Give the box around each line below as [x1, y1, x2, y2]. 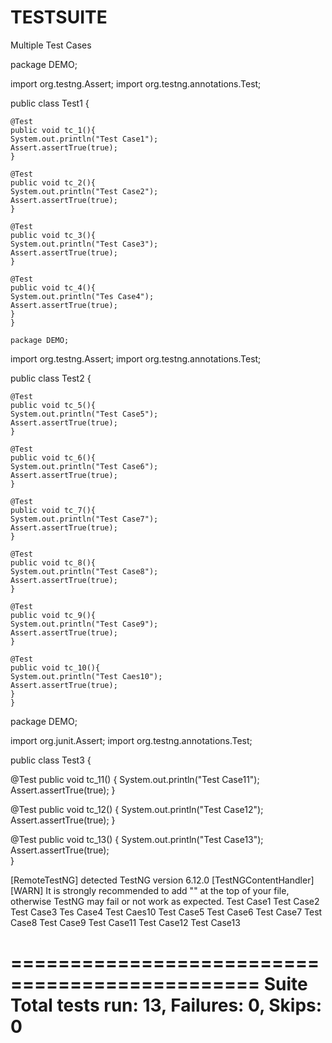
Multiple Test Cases [10, 39, 92, 51]
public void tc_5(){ [10, 400, 97, 410]
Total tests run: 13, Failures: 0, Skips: [10, 994, 323, 1017]
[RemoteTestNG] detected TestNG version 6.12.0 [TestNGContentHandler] [10, 874, 315, 886]
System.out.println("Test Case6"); [10, 461, 159, 471]
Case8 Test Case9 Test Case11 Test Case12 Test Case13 [10, 916, 241, 928]
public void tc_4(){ [10, 282, 97, 293]
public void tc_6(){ [10, 452, 97, 463]
